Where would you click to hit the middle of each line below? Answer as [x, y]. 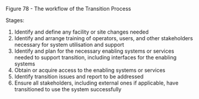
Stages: [15, 20]
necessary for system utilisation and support [69, 45]
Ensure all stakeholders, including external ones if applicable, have [96, 83]
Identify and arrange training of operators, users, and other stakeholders [104, 38]
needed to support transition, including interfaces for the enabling [95, 57]
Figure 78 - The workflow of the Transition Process [68, 9]
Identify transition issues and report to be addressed [79, 76]
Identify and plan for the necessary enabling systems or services [94, 51]
